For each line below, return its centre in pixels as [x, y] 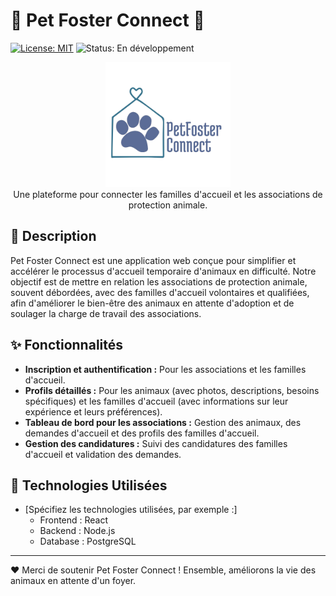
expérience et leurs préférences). [93, 411]
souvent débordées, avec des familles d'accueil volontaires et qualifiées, [160, 292]
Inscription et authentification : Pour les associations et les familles [165, 369]
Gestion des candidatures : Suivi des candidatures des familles [156, 443]
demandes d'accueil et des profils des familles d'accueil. [142, 433]
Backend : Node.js [77, 531]
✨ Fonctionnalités [67, 345]
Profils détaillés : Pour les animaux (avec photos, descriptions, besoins [172, 390]
